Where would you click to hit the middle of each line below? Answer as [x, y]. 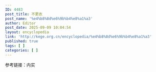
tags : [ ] [15, 46]
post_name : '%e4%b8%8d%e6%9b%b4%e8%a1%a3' [49, 18]
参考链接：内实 [20, 65]
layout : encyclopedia [27, 32]
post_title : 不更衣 [24, 14]
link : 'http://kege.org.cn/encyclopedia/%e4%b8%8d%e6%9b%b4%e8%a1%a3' [78, 37]
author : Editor [21, 23]
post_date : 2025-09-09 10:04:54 [38, 28]
